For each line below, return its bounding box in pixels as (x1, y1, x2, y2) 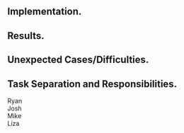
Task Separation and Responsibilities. (7, 78, 178, 90)
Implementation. (7, 6, 82, 18)
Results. (7, 30, 45, 42)
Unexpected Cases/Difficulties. (7, 54, 149, 66)
